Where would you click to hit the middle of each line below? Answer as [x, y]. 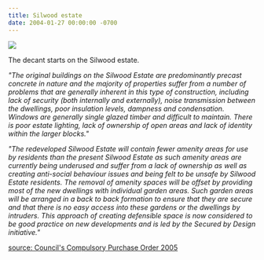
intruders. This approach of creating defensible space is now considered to [130, 215]
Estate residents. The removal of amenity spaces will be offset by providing [130, 182]
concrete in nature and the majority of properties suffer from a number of [127, 83]
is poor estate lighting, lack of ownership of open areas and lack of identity [130, 125]
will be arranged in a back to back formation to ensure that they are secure [130, 199]
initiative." [24, 232]
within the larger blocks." [48, 134]
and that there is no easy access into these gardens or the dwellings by [125, 207]
